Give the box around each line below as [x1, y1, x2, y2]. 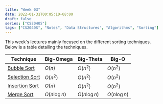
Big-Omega [45, 56, 73, 63]
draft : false [5, 16, 32, 21]
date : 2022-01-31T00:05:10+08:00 [5, 12, 73, 17]
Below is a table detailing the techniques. [5, 44, 88, 50]
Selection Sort [7, 74, 40, 80]
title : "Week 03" [5, 7, 41, 12]
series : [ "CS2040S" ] [5, 21, 47, 26]
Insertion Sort [7, 82, 39, 89]
